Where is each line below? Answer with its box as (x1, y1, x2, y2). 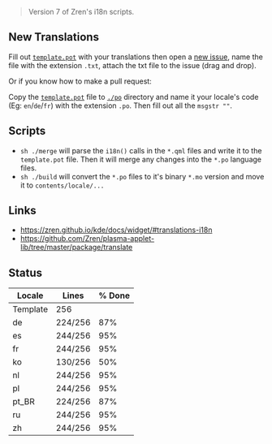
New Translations (8, 30, 100, 44)
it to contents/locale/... (19, 180, 105, 190)
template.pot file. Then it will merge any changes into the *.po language (19, 154, 262, 164)
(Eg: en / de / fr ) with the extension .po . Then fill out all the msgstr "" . (8, 101, 233, 110)
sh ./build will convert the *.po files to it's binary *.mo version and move (19, 171, 265, 181)
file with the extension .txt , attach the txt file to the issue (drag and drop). (8, 60, 257, 70)
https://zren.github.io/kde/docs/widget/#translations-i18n (19, 225, 213, 235)
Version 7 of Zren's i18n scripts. (28, 7, 135, 16)
